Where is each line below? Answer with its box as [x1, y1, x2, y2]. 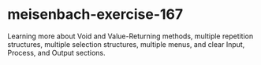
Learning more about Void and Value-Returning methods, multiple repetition [7, 31, 254, 41]
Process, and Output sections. [7, 48, 106, 57]
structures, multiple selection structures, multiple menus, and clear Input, [7, 39, 245, 49]
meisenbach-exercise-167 [7, 5, 184, 23]
